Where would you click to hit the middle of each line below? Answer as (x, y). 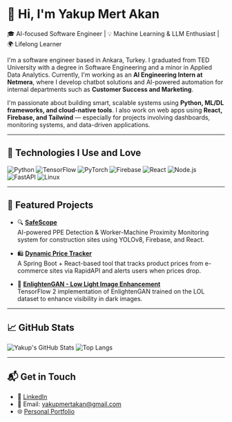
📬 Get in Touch (41, 377)
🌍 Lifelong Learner (35, 44)
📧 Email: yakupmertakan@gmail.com (69, 404)
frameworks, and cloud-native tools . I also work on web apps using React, (115, 110)
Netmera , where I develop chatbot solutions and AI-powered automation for (115, 81)
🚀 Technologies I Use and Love (74, 153)
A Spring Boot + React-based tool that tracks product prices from (110, 263)
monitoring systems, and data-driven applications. (79, 124)
